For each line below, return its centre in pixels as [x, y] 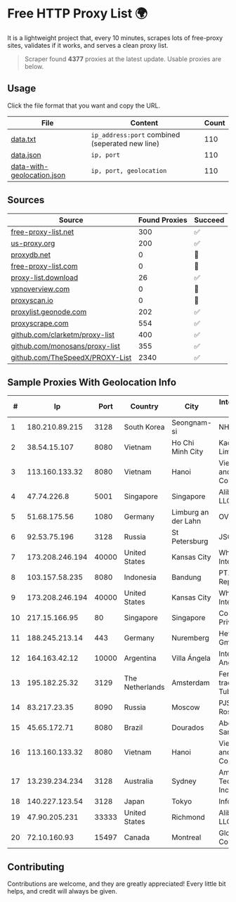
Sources [26, 200]
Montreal [186, 837]
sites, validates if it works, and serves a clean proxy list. [88, 45]
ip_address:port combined [136, 134]
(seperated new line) [125, 143]
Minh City [188, 452]
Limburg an [190, 513]
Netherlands [144, 688]
